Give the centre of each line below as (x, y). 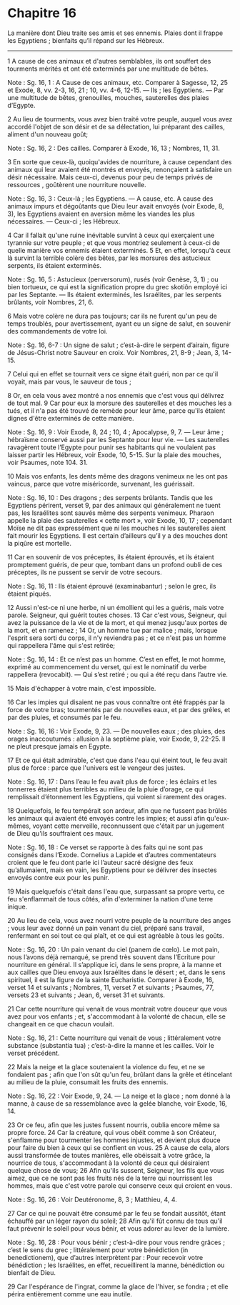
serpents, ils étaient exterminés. (55, 265)
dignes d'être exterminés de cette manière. (71, 418)
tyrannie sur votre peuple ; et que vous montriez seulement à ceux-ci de (114, 242)
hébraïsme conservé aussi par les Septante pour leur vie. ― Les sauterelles (119, 439)
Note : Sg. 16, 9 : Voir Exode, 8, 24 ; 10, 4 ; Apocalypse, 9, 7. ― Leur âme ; (115, 432)
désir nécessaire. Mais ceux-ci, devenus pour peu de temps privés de (110, 177)
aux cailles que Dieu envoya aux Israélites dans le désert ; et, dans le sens (117, 972)
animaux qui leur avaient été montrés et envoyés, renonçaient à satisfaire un (120, 169)
